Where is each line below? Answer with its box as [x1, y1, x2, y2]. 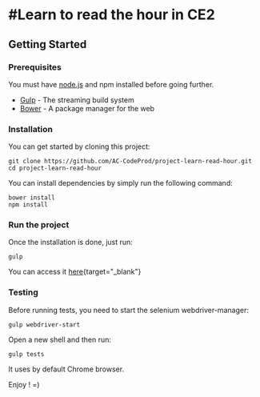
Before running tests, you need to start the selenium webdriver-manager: [8, 305, 250, 315]
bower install [8, 194, 56, 202]
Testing [8, 287, 38, 298]
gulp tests [8, 350, 45, 358]
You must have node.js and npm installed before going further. [8, 79, 214, 89]
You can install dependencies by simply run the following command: [8, 178, 234, 188]
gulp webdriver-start [8, 320, 81, 329]
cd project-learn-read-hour [8, 164, 102, 173]
